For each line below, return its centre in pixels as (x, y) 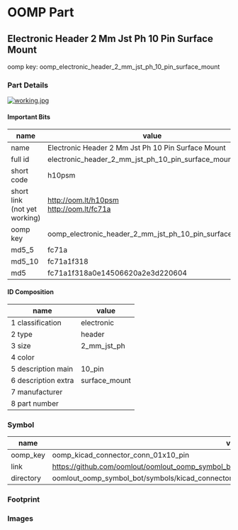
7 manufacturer (37, 391)
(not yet (24, 209)
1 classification (36, 323)
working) (26, 217)
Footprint (24, 499)
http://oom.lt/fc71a (79, 209)
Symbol (21, 425)
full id (20, 159)
